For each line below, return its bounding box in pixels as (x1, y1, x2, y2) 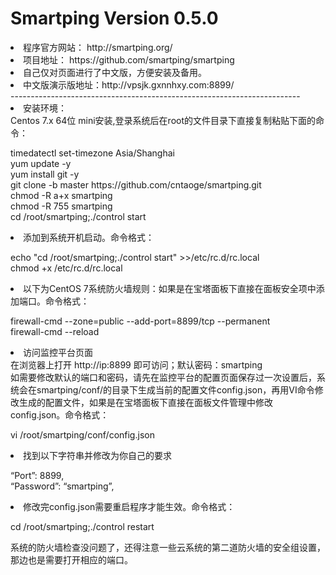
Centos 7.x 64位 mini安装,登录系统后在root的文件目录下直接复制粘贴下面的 (10, 114, 317, 126)
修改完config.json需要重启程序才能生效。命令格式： (23, 500, 236, 512)
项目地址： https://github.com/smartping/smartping (23, 53, 235, 66)
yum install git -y (10, 168, 80, 180)
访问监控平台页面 (23, 346, 93, 358)
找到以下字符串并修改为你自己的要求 (23, 449, 172, 461)
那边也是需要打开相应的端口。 (10, 553, 133, 566)
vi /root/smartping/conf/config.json (10, 428, 155, 441)
